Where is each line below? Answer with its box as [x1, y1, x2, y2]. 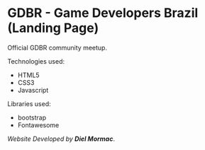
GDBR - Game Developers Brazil [7, 5, 199, 21]
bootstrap [17, 113, 47, 122]
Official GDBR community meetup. [7, 43, 108, 52]
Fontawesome [17, 120, 60, 129]
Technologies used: [7, 57, 65, 65]
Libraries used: [7, 99, 51, 108]
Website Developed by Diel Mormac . [7, 134, 116, 143]
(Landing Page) [7, 20, 99, 36]
